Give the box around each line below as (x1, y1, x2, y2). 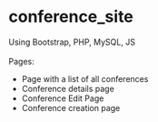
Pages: (8, 56, 35, 66)
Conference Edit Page (21, 93, 104, 104)
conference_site (8, 6, 133, 27)
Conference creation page (21, 102, 121, 113)
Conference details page (21, 83, 114, 94)
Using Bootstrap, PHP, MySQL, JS (8, 36, 135, 47)
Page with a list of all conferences (21, 73, 149, 84)
